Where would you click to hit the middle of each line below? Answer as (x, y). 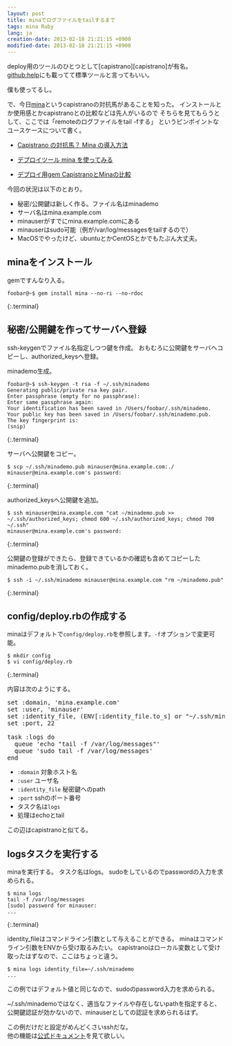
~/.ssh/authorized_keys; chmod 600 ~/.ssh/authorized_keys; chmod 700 (111, 519)
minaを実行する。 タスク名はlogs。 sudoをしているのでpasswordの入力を (112, 872)
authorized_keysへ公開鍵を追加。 (55, 499)
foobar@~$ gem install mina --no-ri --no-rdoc (75, 293)
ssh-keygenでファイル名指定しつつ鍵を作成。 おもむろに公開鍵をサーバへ (112, 347)
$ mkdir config (29, 656)
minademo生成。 (31, 371)
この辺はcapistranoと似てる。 (49, 830)
